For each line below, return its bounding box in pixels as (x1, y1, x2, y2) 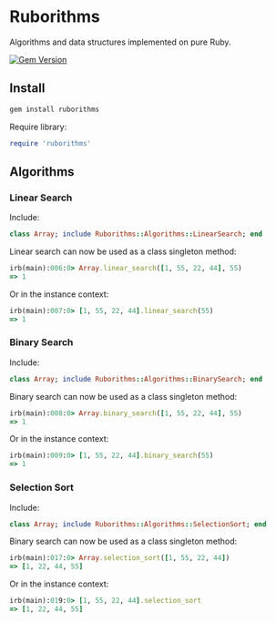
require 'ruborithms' (9, 138, 92, 148)
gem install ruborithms (9, 105, 100, 114)
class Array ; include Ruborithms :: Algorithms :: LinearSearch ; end (9, 229, 262, 239)
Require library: (9, 121, 67, 132)
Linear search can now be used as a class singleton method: (9, 246, 237, 257)
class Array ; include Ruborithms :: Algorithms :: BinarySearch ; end (9, 374, 262, 383)
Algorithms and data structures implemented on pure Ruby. (9, 36, 231, 47)
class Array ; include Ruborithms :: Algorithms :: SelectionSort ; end (9, 519, 267, 529)
